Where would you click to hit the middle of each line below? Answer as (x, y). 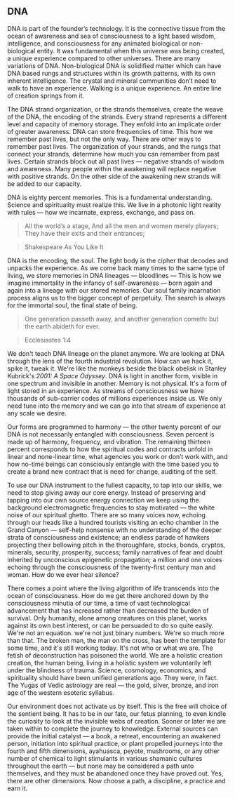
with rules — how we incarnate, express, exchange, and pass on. (101, 212)
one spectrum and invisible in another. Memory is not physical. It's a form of (117, 383)
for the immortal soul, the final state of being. (73, 305)
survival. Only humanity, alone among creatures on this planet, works (107, 618)
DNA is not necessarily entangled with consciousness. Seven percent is (111, 434)
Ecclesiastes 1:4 (48, 340)
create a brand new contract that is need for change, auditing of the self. (112, 471)
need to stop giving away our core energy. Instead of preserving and (106, 492)
